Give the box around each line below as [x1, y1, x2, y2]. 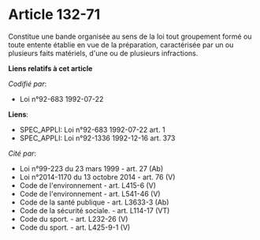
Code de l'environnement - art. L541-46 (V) [19, 189, 161, 198]
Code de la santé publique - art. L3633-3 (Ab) [19, 197, 169, 207]
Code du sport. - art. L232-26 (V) [19, 214, 128, 223]
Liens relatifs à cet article [8, 63, 93, 73]
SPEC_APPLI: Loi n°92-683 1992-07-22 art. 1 [19, 125, 165, 134]
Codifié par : [8, 79, 47, 88]
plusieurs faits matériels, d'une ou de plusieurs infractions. [8, 48, 199, 58]
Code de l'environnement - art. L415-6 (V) [19, 180, 156, 190]
